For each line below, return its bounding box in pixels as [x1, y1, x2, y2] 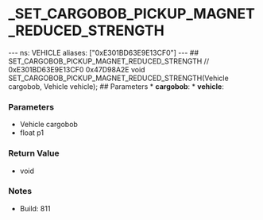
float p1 [19, 128, 44, 137]
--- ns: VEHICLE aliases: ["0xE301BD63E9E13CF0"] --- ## [8, 48, 199, 57]
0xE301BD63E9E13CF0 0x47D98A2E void [8, 64, 145, 74]
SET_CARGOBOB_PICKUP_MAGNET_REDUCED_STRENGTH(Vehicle [8, 73, 229, 83]
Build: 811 [19, 203, 51, 213]
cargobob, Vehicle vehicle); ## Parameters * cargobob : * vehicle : [8, 81, 224, 91]
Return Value [8, 148, 60, 159]
